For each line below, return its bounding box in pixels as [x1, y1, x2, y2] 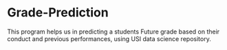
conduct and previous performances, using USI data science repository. [7, 34, 211, 42]
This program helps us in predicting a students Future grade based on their [7, 27, 220, 36]
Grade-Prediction [7, 5, 109, 21]
